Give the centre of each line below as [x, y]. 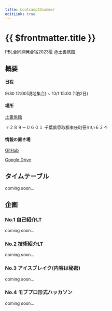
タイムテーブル [27, 176]
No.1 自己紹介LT [23, 220]
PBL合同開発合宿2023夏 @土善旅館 [40, 52]
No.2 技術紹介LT [24, 244]
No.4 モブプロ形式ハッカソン [39, 292]
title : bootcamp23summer [30, 9]
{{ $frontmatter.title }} [50, 38]
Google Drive [18, 160]
